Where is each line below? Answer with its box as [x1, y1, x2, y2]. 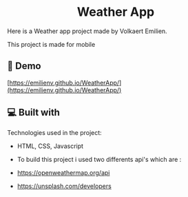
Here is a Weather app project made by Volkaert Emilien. [7, 27, 167, 35]
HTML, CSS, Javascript [17, 142, 84, 150]
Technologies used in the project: [7, 128, 102, 136]
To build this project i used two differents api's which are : [17, 155, 182, 163]
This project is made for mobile [7, 40, 96, 48]
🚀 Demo [7, 60, 41, 72]
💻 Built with [7, 107, 61, 118]
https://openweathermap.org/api [17, 168, 110, 176]
